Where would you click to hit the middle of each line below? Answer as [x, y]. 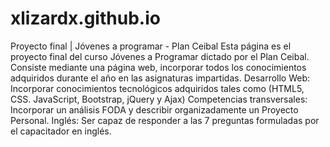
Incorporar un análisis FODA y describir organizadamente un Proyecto [154, 109]
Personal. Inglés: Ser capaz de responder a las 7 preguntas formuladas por [165, 120]
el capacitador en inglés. [61, 131]
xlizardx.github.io [85, 18]
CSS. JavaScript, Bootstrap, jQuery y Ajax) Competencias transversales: [159, 99]
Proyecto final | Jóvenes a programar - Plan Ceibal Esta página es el [151, 46]
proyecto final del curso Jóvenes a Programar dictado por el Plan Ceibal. [160, 56]
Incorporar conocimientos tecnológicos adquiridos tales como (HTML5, [157, 88]
